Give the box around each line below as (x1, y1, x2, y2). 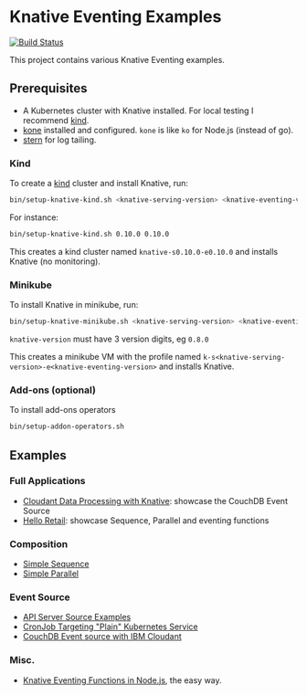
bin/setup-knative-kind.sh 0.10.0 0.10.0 (9, 229, 170, 238)
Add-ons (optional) (9, 384, 96, 396)
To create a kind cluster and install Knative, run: (9, 178, 189, 189)
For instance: (9, 212, 59, 223)
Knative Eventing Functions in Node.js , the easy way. (22, 674, 222, 686)
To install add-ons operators (9, 405, 116, 416)
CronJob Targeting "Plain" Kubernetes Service (22, 621, 198, 632)
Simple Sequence (22, 559, 90, 570)
